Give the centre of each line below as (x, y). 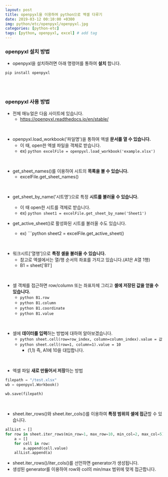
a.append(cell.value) (46, 448)
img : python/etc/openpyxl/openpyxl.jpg (47, 24)
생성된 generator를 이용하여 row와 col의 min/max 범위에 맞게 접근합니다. (84, 469)
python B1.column (38, 303)
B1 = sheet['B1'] (36, 266)
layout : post (19, 10)
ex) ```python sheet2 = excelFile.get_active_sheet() (72, 233)
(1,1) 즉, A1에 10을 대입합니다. (56, 350)
